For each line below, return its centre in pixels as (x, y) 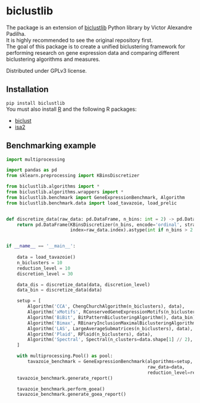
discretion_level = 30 (45, 274)
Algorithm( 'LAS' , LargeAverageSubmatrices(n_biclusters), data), (110, 328)
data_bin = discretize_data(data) (60, 290)
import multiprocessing (36, 159)
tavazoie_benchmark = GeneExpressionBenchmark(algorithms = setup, (110, 362)
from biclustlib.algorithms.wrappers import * (65, 192)
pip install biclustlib (36, 103)
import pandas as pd (32, 170)
